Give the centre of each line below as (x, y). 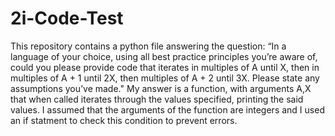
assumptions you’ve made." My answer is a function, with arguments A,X (161, 88)
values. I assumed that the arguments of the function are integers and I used (167, 109)
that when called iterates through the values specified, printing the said (157, 99)
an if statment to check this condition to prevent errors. (124, 120)
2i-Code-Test (67, 18)
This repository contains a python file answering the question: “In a (148, 46)
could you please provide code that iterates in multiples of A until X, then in (165, 67)
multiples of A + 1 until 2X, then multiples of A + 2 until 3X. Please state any (165, 78)
